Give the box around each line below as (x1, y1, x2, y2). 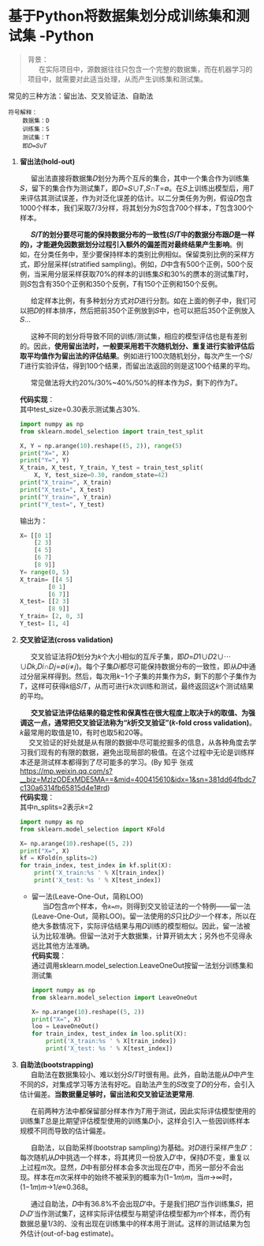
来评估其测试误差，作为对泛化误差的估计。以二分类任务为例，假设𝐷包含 (19, 193, 253, 202)
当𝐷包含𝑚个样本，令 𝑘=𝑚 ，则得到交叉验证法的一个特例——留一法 (42, 901, 251, 910)
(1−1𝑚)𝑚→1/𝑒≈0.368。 (19, 1182, 93, 1192)
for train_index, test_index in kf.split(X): (19, 861, 172, 869)
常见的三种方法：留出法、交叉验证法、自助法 (8, 91, 154, 100)
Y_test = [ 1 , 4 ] (19, 620, 70, 628)
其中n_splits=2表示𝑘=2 (19, 802, 94, 812)
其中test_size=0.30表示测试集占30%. (19, 404, 140, 414)
